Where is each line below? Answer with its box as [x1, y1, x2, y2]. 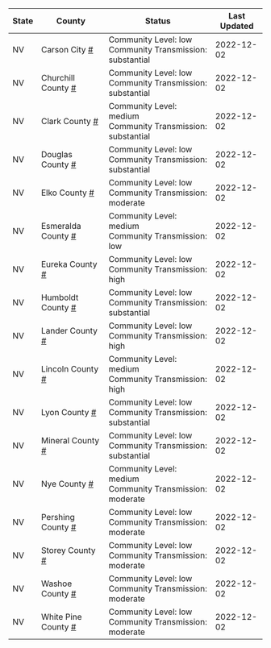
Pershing [40, 512, 75, 522]
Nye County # [40, 479, 94, 489]
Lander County [40, 326, 98, 336]
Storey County [40, 545, 96, 555]
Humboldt [40, 292, 79, 303]
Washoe [40, 578, 73, 589]
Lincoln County [40, 363, 99, 374]
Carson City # [40, 44, 94, 55]
